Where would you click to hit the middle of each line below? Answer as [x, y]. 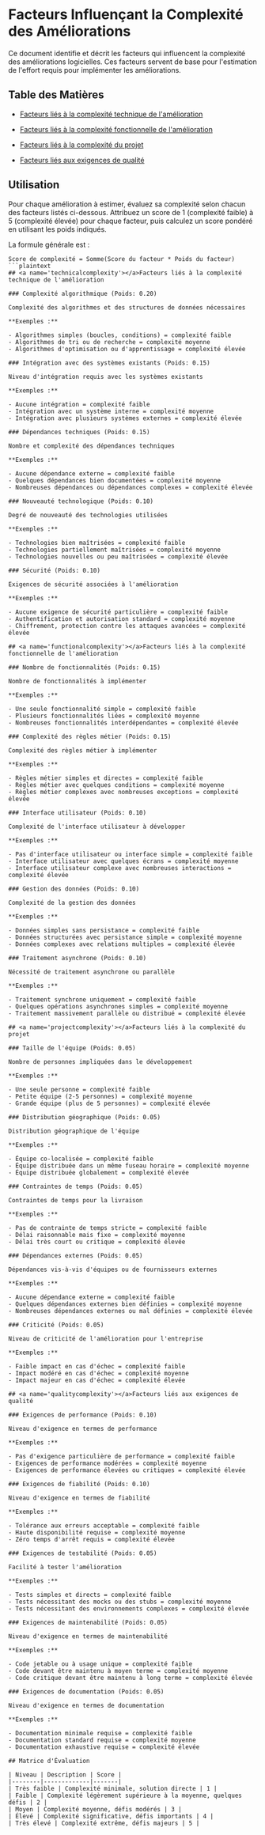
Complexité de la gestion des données [72, 902]
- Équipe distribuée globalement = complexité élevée [99, 1172]
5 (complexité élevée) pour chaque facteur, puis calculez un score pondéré [131, 221]
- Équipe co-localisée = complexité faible [81, 1159]
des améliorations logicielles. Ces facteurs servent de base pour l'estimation [132, 62]
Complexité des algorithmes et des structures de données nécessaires [127, 307]
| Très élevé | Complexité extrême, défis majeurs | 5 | [104, 1823]
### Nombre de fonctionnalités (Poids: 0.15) [84, 667]
